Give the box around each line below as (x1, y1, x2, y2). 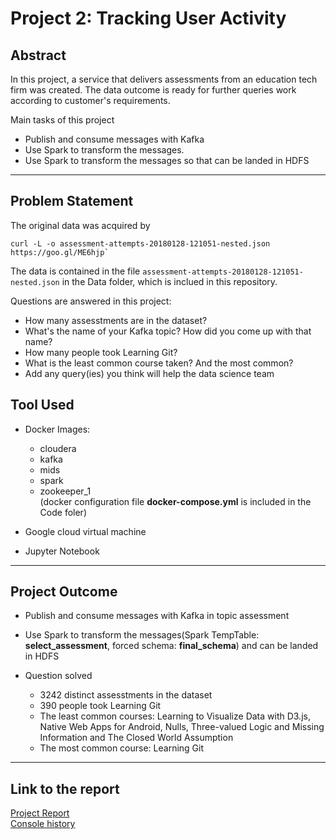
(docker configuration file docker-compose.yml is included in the (39, 495, 312, 507)
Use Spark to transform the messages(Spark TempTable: (24, 629, 260, 641)
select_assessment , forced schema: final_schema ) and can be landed (24, 640, 319, 652)
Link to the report (10, 780, 120, 797)
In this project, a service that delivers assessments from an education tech (10, 73, 318, 85)
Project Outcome (10, 583, 118, 601)
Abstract (10, 47, 67, 64)
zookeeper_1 (39, 485, 92, 497)
